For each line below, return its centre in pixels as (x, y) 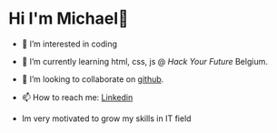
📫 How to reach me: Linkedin (77, 97)
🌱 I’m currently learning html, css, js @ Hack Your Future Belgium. (145, 61)
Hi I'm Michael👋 (69, 19)
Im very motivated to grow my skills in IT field (106, 118)
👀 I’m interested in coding (69, 44)
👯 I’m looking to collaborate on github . (93, 79)
